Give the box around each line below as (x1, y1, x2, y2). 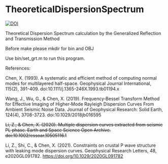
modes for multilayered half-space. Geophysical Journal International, (5, 80, 151, 86)
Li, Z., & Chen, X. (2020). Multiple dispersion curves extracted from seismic (5, 121, 163, 127)
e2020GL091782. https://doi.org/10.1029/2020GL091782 (5, 153, 123, 159)
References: (5, 65, 30, 71)
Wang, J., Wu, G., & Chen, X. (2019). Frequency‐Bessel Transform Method (5, 95, 160, 102)
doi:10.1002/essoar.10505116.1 (5, 132, 67, 138)
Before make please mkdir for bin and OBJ (5, 45, 94, 51)
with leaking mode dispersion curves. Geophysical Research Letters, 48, (5, 147, 157, 153)
